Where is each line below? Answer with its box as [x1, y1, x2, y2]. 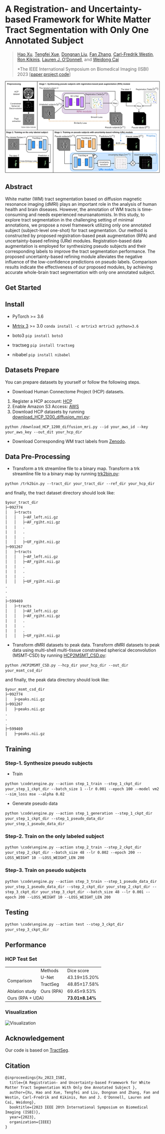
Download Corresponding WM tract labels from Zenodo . [12, 438, 126, 444]
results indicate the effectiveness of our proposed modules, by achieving [5, 264, 153, 270]
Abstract [5, 183, 33, 191]
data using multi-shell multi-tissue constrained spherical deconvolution [12, 647, 156, 653]
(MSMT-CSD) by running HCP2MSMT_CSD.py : [12, 652, 107, 658]
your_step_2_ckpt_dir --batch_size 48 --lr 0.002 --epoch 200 [5, 850, 135, 855]
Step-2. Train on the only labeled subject [5, 832, 104, 839]
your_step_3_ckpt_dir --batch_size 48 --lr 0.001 [40, 889, 144, 894]
